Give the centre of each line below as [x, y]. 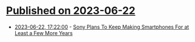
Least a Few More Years [43, 33]
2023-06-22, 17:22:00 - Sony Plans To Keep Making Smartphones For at [102, 27]
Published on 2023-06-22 [71, 11]
